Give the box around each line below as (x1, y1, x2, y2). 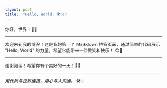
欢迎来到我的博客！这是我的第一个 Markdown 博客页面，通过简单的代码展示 (5, 41, 160, 47)
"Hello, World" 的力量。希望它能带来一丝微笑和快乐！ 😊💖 (5, 47, 123, 53)
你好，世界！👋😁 (5, 26, 37, 32)
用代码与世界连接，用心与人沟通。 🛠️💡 (5, 78, 83, 84)
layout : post (5, 7, 32, 12)
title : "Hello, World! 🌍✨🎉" (5, 12, 68, 17)
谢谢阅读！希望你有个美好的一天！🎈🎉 (5, 62, 81, 68)
